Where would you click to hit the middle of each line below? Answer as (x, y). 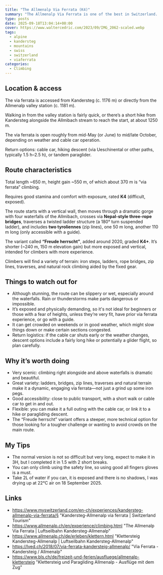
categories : (17, 64)
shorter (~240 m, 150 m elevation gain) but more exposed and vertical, (76, 246)
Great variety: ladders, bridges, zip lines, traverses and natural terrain (82, 383)
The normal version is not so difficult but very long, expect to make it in (83, 457)
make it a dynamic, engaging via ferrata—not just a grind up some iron (82, 388)
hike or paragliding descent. (40, 414)
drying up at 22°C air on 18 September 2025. (57, 483)
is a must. (22, 473)
